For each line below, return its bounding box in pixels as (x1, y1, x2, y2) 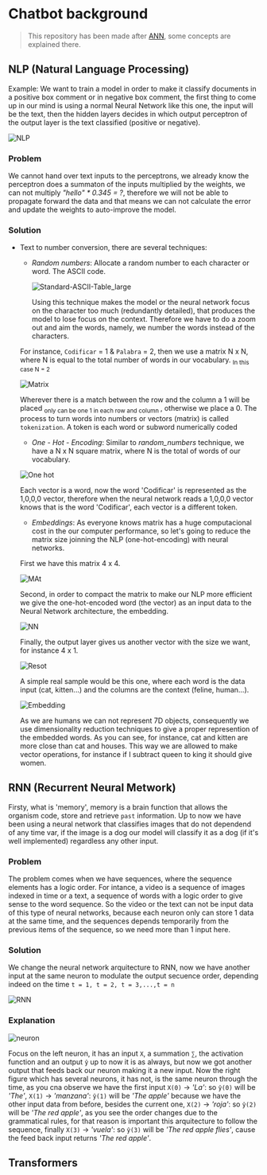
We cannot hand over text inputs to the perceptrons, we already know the (8, 171, 250, 181)
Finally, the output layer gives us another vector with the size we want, (19, 637, 250, 646)
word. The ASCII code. (31, 267, 106, 276)
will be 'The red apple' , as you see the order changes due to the (8, 1107, 219, 1117)
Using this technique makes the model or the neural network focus (31, 298, 250, 307)
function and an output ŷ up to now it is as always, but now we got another (8, 1056, 253, 1067)
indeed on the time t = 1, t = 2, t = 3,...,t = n (8, 980, 175, 990)
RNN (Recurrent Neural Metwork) (8, 781, 176, 794)
